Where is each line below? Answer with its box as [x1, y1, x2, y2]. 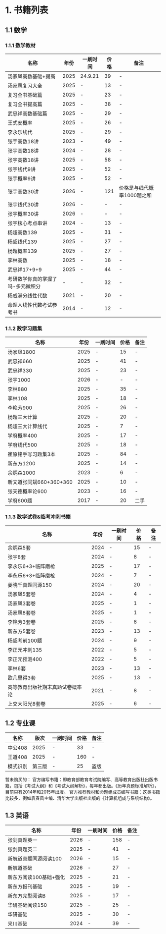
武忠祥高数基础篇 [7, 110, 48, 117]
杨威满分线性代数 [7, 292, 48, 299]
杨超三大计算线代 [7, 423, 48, 430]
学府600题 [7, 497, 33, 504]
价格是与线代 [119, 184, 149, 191]
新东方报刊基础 [7, 883, 43, 890]
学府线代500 [7, 441, 38, 448]
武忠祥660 [7, 358, 33, 365]
